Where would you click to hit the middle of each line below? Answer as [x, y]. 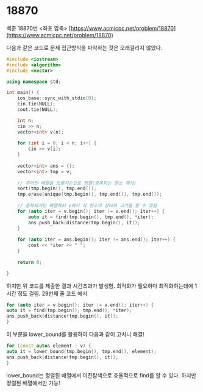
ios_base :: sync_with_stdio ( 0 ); [57, 98]
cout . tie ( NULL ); [38, 110]
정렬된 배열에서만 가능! [33, 383]
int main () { [23, 93]
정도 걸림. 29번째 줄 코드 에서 [52, 293]
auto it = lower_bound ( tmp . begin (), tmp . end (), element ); [81, 351]
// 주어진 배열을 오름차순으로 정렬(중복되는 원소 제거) [77, 183]
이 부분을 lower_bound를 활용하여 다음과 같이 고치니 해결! [75, 334]
